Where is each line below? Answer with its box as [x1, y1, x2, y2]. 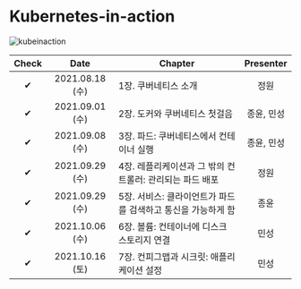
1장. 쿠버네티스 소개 [117, 79, 198, 91]
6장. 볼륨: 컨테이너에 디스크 [117, 220, 228, 233]
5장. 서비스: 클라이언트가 [117, 190, 217, 202]
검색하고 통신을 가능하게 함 [128, 203, 236, 216]
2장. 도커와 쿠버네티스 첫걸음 [117, 107, 233, 120]
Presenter [244, 56, 288, 69]
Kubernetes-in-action [9, 6, 176, 27]
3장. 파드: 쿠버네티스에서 [117, 130, 217, 142]
